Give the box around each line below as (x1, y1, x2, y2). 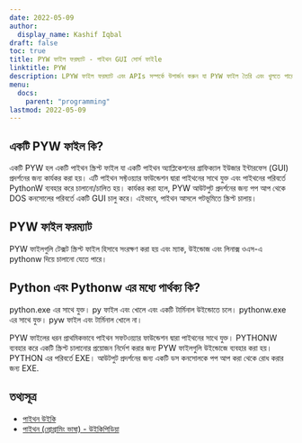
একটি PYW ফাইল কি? (9, 139, 104, 154)
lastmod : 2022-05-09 (9, 105, 87, 114)
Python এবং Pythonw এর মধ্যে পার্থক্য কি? (9, 280, 200, 295)
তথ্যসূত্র (9, 389, 37, 405)
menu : (9, 80, 30, 89)
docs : (17, 88, 39, 97)
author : (9, 22, 39, 31)
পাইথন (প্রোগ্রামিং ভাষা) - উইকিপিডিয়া (22, 423, 120, 434)
